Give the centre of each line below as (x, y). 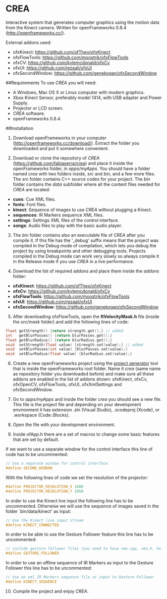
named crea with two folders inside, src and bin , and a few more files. (84, 173)
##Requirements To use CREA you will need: (51, 83)
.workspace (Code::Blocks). (41, 415)
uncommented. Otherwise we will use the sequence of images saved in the (82, 506)
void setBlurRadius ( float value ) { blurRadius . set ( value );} (69, 354)
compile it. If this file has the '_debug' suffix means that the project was (86, 240)
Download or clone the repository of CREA (56, 158)
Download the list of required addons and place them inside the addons (86, 271)
